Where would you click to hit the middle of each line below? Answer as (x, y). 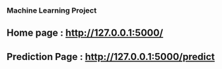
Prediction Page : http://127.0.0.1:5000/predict (111, 57)
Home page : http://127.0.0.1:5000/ (85, 33)
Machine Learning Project (51, 10)
